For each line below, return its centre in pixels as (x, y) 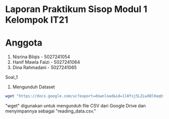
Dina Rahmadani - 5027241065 (45, 68)
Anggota (24, 43)
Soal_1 (12, 77)
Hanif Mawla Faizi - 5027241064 (46, 62)
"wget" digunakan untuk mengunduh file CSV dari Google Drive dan (75, 106)
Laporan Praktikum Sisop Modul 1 (76, 9)
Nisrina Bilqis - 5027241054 (41, 57)
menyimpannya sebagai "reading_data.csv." (51, 111)
